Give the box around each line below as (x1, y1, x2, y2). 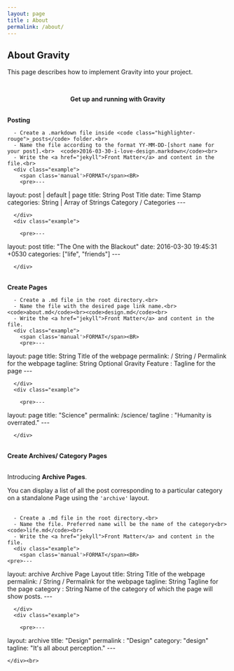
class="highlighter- (135, 130, 196, 137)
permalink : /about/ (7, 23, 64, 30)
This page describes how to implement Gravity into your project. (7, 68, 193, 76)
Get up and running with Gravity (69, 95, 166, 104)
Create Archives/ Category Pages (7, 452, 107, 460)
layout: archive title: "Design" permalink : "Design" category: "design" (7, 637, 209, 645)
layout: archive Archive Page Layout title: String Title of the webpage (7, 570, 205, 579)
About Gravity (7, 49, 70, 61)
